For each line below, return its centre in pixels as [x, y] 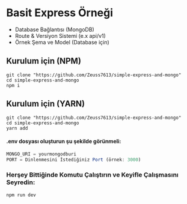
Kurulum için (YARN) [46, 104]
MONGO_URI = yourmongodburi [41, 154]
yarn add [17, 128]
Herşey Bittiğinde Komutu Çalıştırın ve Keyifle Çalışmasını [92, 175]
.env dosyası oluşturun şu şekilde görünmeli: [64, 142]
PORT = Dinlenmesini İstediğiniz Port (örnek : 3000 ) [74, 160]
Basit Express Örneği [60, 13]
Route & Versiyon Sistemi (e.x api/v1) [60, 35]
